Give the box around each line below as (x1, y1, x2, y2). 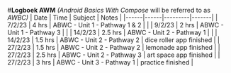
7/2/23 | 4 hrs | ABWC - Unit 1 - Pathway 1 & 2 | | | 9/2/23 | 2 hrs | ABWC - (7, 21, 225, 29)
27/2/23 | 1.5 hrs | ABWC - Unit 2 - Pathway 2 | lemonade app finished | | (7, 44, 221, 51)
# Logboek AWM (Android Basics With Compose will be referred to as (7, 6, 211, 14)
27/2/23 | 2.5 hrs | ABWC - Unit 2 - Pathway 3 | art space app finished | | (7, 51, 220, 59)
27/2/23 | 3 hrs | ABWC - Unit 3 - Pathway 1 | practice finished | (7, 58, 193, 66)
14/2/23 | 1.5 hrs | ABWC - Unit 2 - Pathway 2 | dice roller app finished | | (7, 36, 220, 44)
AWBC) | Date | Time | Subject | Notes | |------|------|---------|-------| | (7, 13, 218, 22)
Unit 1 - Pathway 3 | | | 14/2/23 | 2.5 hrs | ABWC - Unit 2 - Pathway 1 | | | (7, 28, 218, 36)
